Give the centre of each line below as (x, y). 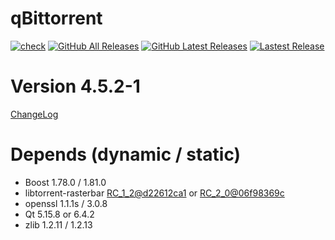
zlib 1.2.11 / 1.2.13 (58, 224)
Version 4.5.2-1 (75, 86)
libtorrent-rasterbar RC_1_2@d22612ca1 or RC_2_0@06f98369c (154, 193)
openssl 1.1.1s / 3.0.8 (66, 203)
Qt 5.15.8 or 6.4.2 (59, 214)
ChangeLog (34, 114)
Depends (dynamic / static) (126, 154)
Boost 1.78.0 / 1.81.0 (65, 182)
